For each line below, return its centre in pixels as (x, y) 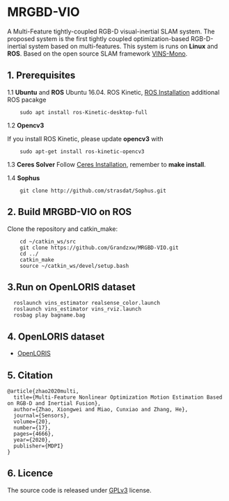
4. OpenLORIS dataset (56, 336)
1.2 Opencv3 (26, 125)
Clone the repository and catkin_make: (63, 229)
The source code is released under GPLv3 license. (79, 490)
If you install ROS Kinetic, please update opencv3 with (85, 138)
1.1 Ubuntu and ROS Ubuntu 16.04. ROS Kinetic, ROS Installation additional (113, 92)
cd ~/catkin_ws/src (48, 241)
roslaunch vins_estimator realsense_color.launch (87, 303)
